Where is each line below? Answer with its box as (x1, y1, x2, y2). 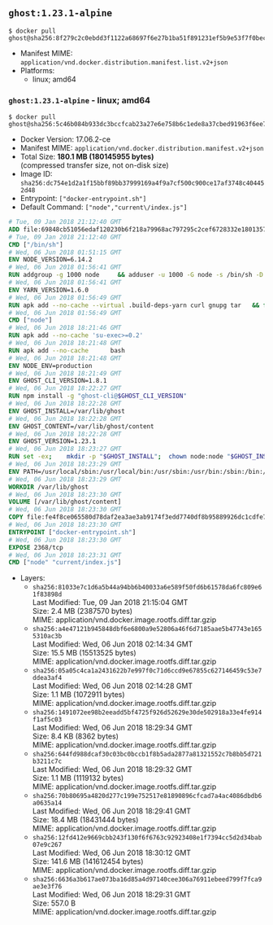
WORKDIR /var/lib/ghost (8, 483, 89, 491)
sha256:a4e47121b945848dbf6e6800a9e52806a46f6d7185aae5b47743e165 (32, 625, 262, 633)
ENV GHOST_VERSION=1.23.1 (8, 437, 96, 445)
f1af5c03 (32, 716, 63, 724)
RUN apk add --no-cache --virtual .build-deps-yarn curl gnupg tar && (8, 301, 260, 309)
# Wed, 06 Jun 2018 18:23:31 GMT (8, 550, 122, 559)
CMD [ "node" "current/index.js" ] (8, 559, 122, 567)
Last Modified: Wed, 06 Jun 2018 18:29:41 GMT (32, 806, 192, 816)
